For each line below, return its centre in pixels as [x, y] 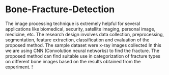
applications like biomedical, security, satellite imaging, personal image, [80, 29]
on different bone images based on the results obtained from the [73, 61]
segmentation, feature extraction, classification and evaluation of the [77, 40]
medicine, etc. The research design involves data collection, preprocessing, [85, 34]
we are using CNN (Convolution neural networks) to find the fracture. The [82, 51]
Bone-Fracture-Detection [60, 9]
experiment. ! [19, 67]
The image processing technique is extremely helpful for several [73, 23]
